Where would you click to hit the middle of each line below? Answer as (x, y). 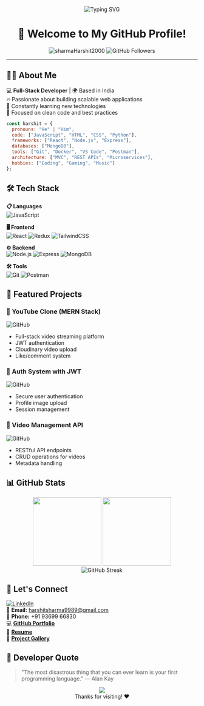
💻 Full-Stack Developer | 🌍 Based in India (60, 90)
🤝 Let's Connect (37, 589)
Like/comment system (43, 356)
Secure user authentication (49, 396)
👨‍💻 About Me (32, 76)
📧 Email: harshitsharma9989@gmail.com (58, 610)
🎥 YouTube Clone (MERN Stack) (54, 311)
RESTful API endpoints (43, 450)
